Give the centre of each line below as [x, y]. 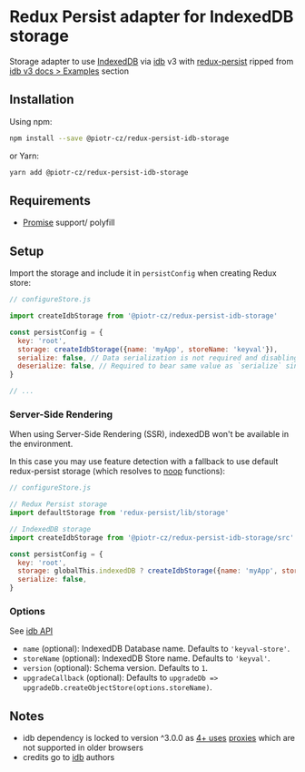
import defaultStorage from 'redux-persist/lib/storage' [119, 513]
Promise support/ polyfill [69, 223]
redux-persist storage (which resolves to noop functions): [117, 472]
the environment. [41, 444]
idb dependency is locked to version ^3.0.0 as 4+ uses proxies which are [159, 738]
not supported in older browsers [83, 747]
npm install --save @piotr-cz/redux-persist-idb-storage [119, 138]
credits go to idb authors [69, 757]
